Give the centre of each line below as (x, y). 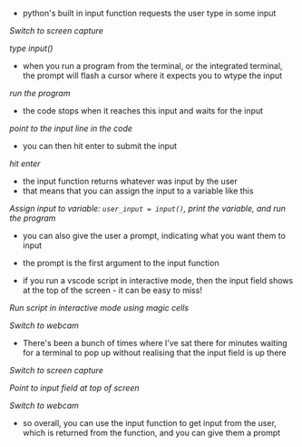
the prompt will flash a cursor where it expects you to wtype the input (152, 75)
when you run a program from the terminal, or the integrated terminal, (152, 66)
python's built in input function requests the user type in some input (149, 13)
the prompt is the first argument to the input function (121, 263)
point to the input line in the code (71, 128)
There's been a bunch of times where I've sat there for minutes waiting (155, 343)
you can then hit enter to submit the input (100, 146)
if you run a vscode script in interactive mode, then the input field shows (158, 280)
